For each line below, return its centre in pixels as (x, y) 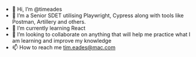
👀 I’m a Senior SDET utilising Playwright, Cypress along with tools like (98, 15)
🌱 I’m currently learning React (49, 28)
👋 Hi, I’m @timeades (37, 9)
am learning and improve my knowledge (62, 41)
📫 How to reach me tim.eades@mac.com (64, 47)
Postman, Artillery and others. (49, 22)
